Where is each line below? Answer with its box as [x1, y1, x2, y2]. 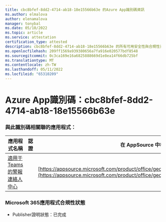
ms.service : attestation [5, 35, 56, 40]
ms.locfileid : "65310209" [5, 72, 58, 77]
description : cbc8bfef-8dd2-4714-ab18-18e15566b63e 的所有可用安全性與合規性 [5, 44, 160, 49]
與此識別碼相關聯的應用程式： [5, 124, 77, 131]
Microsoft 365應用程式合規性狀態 [5, 199, 85, 206]
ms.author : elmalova [5, 12, 48, 17]
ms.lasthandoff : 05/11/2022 [5, 67, 63, 72]
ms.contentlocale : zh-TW [5, 62, 56, 67]
